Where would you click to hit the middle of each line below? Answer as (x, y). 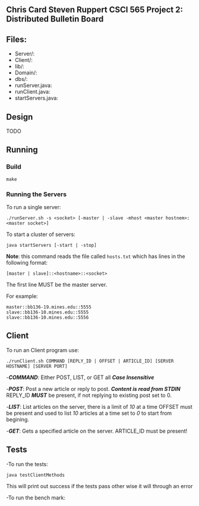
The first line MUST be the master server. (57, 285)
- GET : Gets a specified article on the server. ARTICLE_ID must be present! (97, 431)
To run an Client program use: (42, 350)
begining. (18, 419)
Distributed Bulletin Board (55, 19)
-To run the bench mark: (36, 498)
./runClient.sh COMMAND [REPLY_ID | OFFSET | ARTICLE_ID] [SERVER (90, 361)
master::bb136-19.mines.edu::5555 (49, 307)
